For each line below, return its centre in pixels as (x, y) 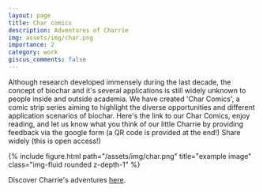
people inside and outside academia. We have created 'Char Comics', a (124, 99)
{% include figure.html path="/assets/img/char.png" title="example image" (130, 156)
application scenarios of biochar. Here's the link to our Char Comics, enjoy (129, 115)
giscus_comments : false (47, 60)
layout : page (30, 15)
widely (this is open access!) (54, 141)
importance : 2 (32, 45)
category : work (33, 52)
